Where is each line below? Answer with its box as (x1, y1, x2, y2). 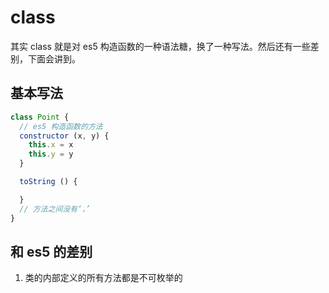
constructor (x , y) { (19, 131, 110, 141)
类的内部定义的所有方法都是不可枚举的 (24, 272, 183, 284)
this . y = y (28, 149, 74, 160)
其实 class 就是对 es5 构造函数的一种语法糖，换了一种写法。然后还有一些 (10, 40, 311, 52)
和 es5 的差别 (10, 243, 93, 260)
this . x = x (28, 140, 74, 150)
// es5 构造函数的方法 (19, 121, 103, 131)
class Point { (10, 112, 70, 122)
